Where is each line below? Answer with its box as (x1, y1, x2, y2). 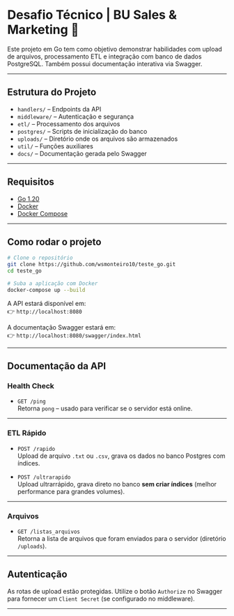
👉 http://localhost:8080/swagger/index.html (7, 331, 141, 339)
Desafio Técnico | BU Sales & (7, 7, 178, 23)
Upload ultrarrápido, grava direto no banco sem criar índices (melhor (17, 479, 217, 488)
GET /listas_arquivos (17, 528, 80, 536)
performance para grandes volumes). (17, 487, 125, 495)
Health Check (7, 381, 54, 391)
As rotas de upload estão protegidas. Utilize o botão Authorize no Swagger (7, 587, 223, 595)
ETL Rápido (7, 429, 47, 438)
